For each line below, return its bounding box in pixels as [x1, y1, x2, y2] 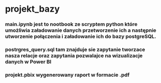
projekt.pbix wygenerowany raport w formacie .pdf [5, 71, 130, 78]
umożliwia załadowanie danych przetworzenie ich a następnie [5, 27, 157, 34]
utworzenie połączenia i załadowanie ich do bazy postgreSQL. [5, 33, 157, 40]
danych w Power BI [5, 59, 52, 65]
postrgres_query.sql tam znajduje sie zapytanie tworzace [5, 46, 146, 53]
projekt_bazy [5, 3, 60, 15]
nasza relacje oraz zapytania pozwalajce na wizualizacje [5, 52, 143, 59]
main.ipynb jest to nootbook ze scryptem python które [5, 21, 137, 28]
